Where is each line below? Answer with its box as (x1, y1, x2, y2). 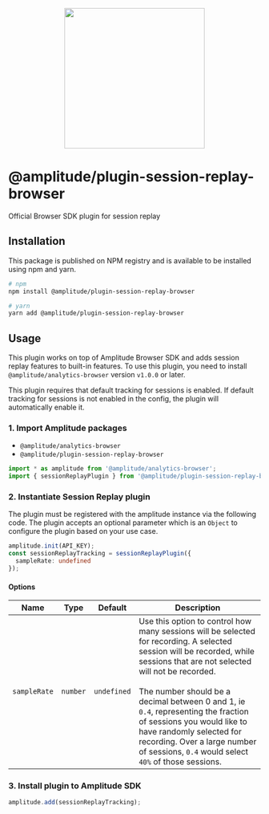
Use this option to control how (139, 616, 252, 627)
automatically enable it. (8, 402, 86, 413)
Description (175, 602, 221, 613)
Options (8, 582, 36, 592)
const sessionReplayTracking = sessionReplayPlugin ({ (8, 550, 192, 558)
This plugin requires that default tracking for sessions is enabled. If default (8, 385, 254, 395)
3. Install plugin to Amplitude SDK (8, 780, 142, 792)
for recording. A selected (139, 636, 232, 647)
